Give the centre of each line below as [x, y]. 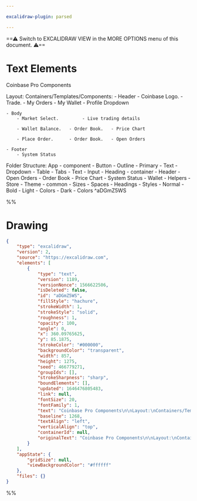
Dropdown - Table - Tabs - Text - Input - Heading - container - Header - [93, 172]
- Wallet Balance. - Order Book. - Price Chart [81, 129]
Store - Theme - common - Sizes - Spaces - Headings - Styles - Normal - [95, 184]
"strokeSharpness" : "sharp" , [73, 378]
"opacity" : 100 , [57, 323]
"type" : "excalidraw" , [44, 247]
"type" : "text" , [57, 274]
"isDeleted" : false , [62, 290]
